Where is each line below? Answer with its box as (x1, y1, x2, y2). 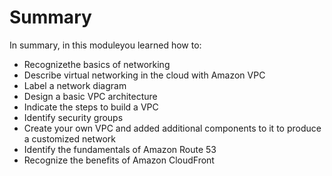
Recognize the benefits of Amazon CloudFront (23, 154, 215, 166)
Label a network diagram (23, 79, 127, 91)
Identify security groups (23, 111, 124, 123)
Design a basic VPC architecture (23, 90, 158, 102)
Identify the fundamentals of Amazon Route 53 (23, 143, 217, 155)
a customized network (23, 132, 116, 145)
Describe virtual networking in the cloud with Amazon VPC (23, 69, 266, 81)
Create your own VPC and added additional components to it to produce (23, 122, 322, 134)
